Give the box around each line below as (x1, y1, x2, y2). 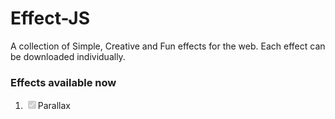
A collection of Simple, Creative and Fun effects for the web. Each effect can (10, 40, 326, 52)
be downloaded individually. (10, 50, 126, 62)
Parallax (37, 100, 72, 112)
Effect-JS (10, 7, 90, 30)
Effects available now (10, 75, 117, 89)
